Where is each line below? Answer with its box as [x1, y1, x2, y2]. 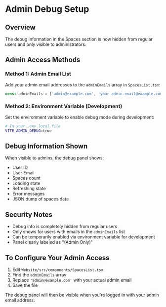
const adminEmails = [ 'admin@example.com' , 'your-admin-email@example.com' [5, 91, 165, 96]
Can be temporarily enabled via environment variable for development [12, 234, 155, 240]
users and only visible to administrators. [5, 41, 86, 47]
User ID [12, 164, 28, 171]
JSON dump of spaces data [12, 196, 69, 202]
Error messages [12, 191, 45, 197]
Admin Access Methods [5, 56, 81, 64]
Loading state [12, 180, 41, 186]
